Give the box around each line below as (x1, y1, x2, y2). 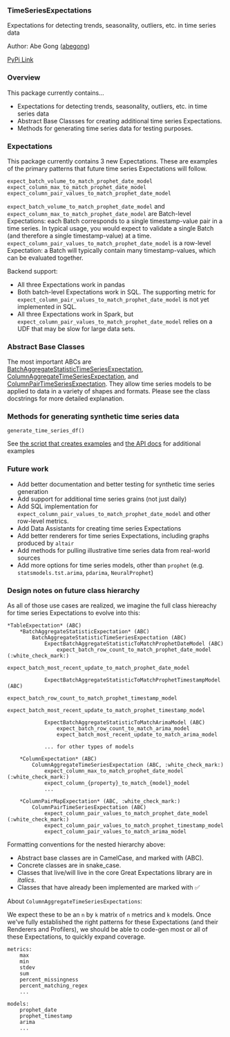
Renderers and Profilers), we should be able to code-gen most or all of (7, 925, 209, 934)
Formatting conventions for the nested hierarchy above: (7, 840, 166, 849)
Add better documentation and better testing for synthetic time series (17, 480, 215, 488)
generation (17, 487, 48, 495)
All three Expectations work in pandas (17, 280, 126, 289)
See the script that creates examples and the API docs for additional (7, 439, 201, 448)
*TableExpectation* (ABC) (7, 622, 82, 629)
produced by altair (17, 539, 75, 547)
